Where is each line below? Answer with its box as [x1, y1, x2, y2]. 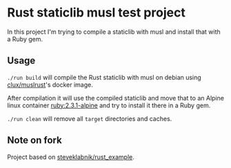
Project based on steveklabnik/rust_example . [7, 153, 134, 161]
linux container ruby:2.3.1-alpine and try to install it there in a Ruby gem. [7, 101, 211, 109]
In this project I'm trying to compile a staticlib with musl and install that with [7, 28, 221, 36]
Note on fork [7, 134, 62, 146]
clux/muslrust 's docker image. [7, 81, 93, 89]
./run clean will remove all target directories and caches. [7, 114, 172, 123]
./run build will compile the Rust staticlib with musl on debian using [7, 73, 201, 81]
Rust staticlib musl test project [7, 5, 186, 21]
